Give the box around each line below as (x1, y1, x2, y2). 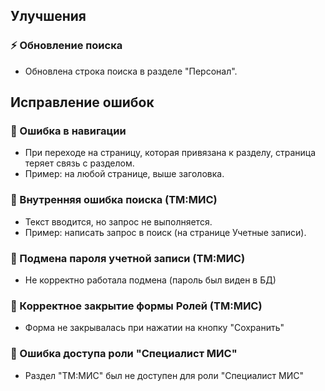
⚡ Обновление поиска (10, 39, 123, 53)
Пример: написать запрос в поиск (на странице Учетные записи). (24, 226, 307, 238)
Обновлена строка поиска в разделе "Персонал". (24, 65, 238, 77)
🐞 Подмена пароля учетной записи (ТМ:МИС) (10, 251, 246, 265)
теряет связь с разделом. (24, 157, 135, 169)
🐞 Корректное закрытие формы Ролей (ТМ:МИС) (10, 299, 263, 313)
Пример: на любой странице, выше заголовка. (24, 168, 225, 180)
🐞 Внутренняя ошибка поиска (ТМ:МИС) (10, 193, 218, 207)
